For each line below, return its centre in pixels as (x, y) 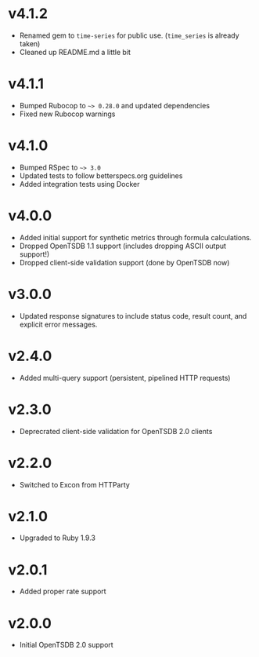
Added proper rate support (63, 591)
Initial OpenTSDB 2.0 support (66, 645)
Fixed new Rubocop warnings (67, 114)
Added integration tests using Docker (79, 184)
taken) (30, 43)
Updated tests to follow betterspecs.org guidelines (101, 175)
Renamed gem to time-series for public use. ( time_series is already (129, 35)
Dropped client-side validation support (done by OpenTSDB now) (124, 262)
